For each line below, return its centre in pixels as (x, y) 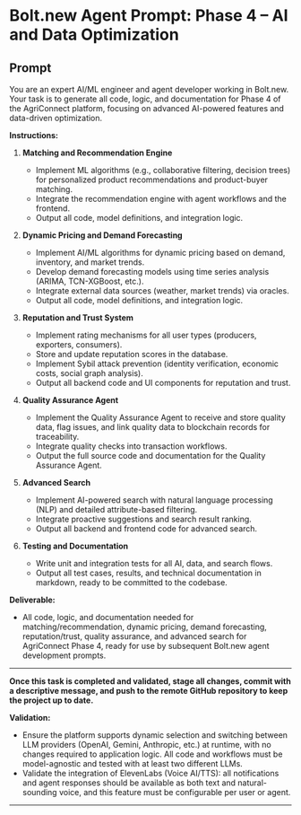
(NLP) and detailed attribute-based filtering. (116, 509)
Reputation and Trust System (78, 318)
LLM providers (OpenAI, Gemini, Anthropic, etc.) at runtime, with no (146, 745)
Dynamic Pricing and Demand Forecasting (102, 235)
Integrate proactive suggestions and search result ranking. (144, 519)
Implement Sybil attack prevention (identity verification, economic (157, 364)
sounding (39, 792)
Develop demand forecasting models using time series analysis (152, 272)
